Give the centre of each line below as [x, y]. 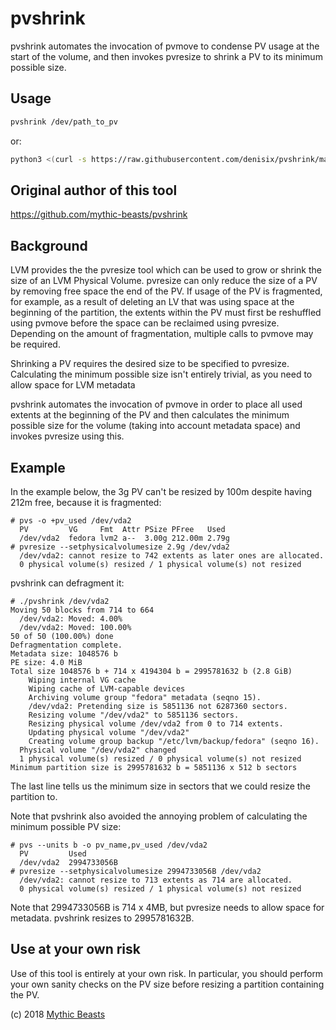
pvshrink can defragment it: [67, 583]
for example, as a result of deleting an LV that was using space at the [152, 302]
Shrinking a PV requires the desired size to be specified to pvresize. [150, 364]
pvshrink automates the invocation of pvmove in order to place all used [156, 404]
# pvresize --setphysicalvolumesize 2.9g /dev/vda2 [120, 547]
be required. [35, 344]
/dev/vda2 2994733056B [68, 862]
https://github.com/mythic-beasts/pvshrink [99, 214]
